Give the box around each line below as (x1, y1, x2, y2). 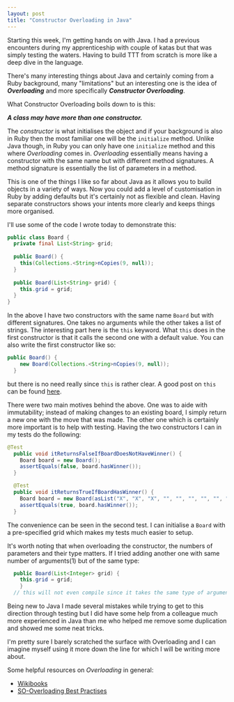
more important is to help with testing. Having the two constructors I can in (7, 423, 222, 431)
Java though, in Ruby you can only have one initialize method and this (7, 141, 216, 150)
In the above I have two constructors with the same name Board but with (7, 311, 214, 320)
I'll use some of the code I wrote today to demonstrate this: (7, 220, 176, 228)
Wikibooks (17, 680, 48, 687)
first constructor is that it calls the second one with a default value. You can (7, 334, 224, 342)
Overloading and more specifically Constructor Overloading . (7, 86, 186, 95)
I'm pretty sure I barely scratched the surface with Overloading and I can (7, 638, 216, 646)
